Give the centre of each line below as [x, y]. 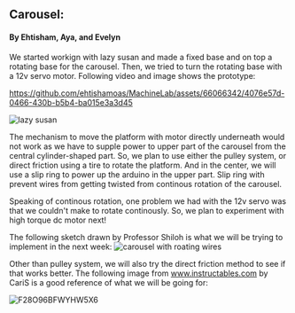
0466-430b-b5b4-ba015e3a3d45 [71, 102]
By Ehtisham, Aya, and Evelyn [65, 37]
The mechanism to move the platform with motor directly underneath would [147, 137]
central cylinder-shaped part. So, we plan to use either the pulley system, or [147, 155]
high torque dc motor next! [58, 220]
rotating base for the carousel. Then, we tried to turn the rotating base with [146, 67]
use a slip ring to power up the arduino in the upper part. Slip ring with [137, 174]
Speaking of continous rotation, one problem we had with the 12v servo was [147, 201]
